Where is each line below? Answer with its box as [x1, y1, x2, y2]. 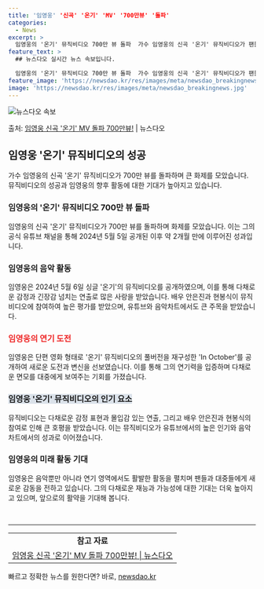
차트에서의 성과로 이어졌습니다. [8, 433, 104, 442]
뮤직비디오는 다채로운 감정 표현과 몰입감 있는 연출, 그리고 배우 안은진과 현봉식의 [8, 413, 251, 423]
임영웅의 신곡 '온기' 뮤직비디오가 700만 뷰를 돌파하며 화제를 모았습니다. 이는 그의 [8, 221, 255, 231]
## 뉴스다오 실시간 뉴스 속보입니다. [15, 56, 115, 64]
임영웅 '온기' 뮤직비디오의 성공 [8, 148, 147, 162]
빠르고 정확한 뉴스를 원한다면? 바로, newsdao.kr [8, 571, 156, 581]
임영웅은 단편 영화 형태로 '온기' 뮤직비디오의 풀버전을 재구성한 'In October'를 [8, 353, 244, 362]
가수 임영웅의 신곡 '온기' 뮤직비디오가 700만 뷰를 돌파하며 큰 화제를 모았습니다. [8, 170, 249, 181]
